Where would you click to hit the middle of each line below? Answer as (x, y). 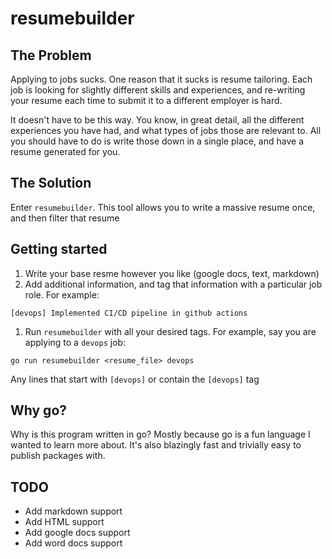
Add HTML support (64, 522)
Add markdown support (73, 511)
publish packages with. (58, 456)
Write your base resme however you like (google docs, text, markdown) (172, 273)
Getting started (59, 249)
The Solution (51, 183)
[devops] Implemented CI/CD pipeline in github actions (129, 313)
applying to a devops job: (75, 342)
